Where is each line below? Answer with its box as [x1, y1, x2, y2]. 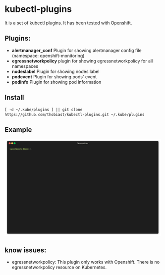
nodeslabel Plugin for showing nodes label [11, 68, 100, 74]
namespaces [11, 63, 38, 69]
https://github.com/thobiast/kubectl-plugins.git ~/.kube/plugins [4, 112, 145, 117]
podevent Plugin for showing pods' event [11, 73, 97, 80]
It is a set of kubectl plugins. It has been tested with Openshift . [4, 20, 132, 26]
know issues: [4, 246, 47, 254]
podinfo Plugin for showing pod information [11, 79, 102, 85]
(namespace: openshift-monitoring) [11, 53, 85, 58]
